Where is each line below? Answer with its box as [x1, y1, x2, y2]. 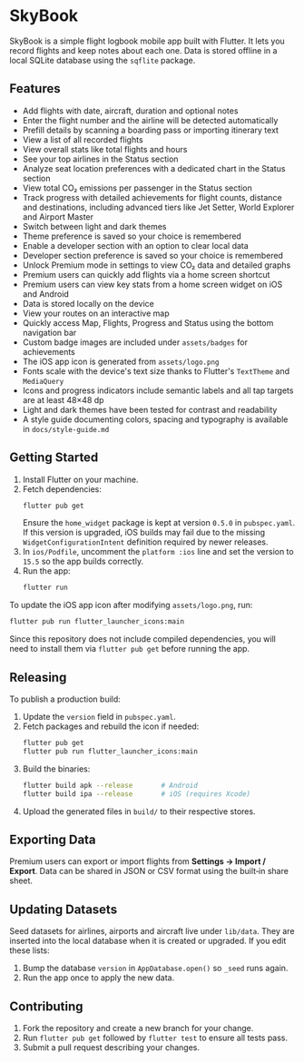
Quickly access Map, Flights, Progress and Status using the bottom [22, 317, 274, 328]
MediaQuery [22, 377, 64, 386]
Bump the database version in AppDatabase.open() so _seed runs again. [22, 963, 289, 974]
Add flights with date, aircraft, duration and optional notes [22, 105, 239, 116]
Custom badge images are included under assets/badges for [22, 337, 248, 348]
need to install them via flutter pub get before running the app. [9, 644, 250, 654]
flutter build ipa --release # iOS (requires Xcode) [22, 789, 251, 799]
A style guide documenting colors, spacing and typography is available [22, 414, 289, 425]
